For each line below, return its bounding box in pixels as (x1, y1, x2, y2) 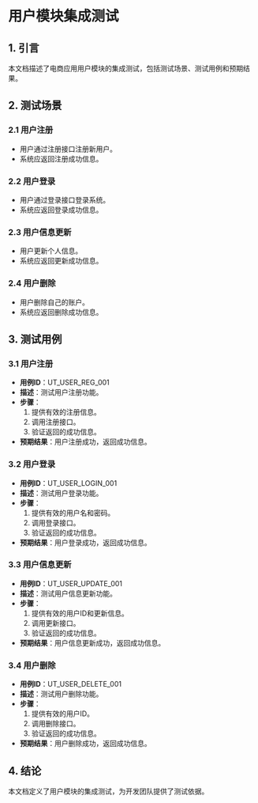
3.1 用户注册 (8, 358, 54, 369)
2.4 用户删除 (8, 278, 57, 289)
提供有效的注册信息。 (31, 407, 101, 417)
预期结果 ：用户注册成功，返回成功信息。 (19, 437, 151, 447)
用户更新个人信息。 (19, 246, 83, 256)
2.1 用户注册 (8, 124, 54, 135)
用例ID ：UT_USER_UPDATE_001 (19, 578, 123, 588)
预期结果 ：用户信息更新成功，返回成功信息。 (19, 638, 166, 647)
